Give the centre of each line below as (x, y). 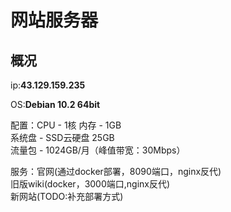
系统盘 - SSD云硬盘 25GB (62, 137)
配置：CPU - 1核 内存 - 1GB (66, 125)
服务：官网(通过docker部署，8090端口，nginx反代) (116, 171)
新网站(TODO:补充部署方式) (67, 196)
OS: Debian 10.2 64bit (55, 104)
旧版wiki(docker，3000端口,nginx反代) (90, 184)
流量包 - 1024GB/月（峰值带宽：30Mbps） (98, 150)
